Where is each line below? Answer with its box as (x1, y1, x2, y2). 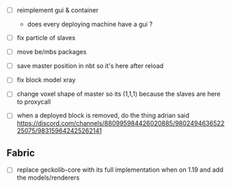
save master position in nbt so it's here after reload (16, 62, 164, 70)
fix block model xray (16, 76, 76, 84)
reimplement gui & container (16, 6, 99, 14)
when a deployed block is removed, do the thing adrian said (16, 112, 190, 120)
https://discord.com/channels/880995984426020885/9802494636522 (16, 119, 225, 128)
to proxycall (16, 98, 51, 106)
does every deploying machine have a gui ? (27, 20, 153, 29)
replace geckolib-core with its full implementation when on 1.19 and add (16, 166, 224, 174)
